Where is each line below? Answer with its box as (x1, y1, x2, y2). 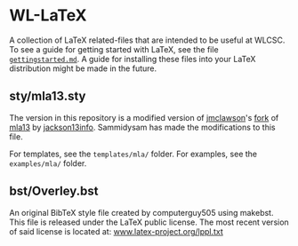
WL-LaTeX (9, 5, 87, 26)
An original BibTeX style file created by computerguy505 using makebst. (9, 207, 274, 218)
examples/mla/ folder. (9, 157, 87, 169)
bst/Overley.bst (9, 184, 99, 199)
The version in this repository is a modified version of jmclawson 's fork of (9, 112, 279, 123)
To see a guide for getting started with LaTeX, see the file (9, 44, 220, 54)
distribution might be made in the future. (9, 63, 157, 74)
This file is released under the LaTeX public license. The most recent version (9, 217, 289, 227)
